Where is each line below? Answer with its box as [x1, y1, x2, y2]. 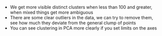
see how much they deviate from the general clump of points [10, 20, 136, 26]
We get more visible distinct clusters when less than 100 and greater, [10, 4, 152, 10]
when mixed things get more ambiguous [10, 9, 94, 15]
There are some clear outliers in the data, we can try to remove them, [10, 15, 153, 20]
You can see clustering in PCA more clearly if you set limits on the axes [10, 25, 157, 31]
